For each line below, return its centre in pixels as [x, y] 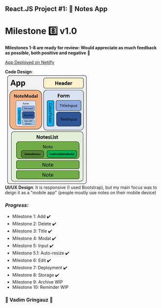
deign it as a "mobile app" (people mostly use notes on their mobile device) [81, 193]
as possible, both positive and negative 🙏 [48, 53]
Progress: [17, 205]
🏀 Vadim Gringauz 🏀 [29, 300]
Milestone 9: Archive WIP [38, 282]
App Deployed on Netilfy [30, 62]
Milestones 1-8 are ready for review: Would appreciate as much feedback [81, 48]
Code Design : [19, 72]
